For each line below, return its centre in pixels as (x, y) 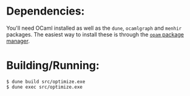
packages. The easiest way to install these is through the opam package (95, 34)
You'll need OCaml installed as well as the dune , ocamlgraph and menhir (94, 28)
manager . (18, 41)
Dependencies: (46, 11)
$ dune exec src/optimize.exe (45, 87)
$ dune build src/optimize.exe (46, 81)
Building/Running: (53, 66)
